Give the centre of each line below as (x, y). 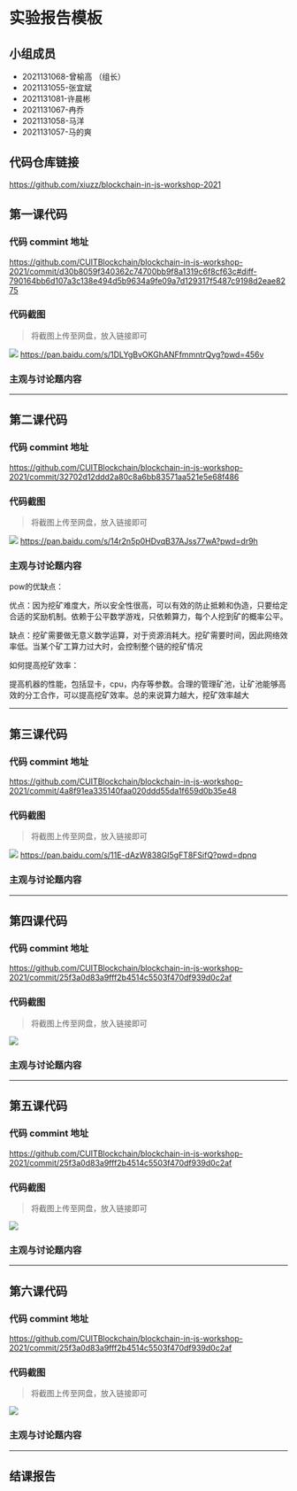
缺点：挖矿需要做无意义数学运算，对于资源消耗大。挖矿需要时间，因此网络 (145, 635)
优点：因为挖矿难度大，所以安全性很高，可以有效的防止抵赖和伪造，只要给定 (148, 606)
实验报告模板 (56, 18)
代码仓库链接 (44, 163)
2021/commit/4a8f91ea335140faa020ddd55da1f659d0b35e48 (123, 791)
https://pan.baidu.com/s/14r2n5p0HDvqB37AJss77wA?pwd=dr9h (139, 541)
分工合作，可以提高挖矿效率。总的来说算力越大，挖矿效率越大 (137, 695)
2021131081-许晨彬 (56, 99)
